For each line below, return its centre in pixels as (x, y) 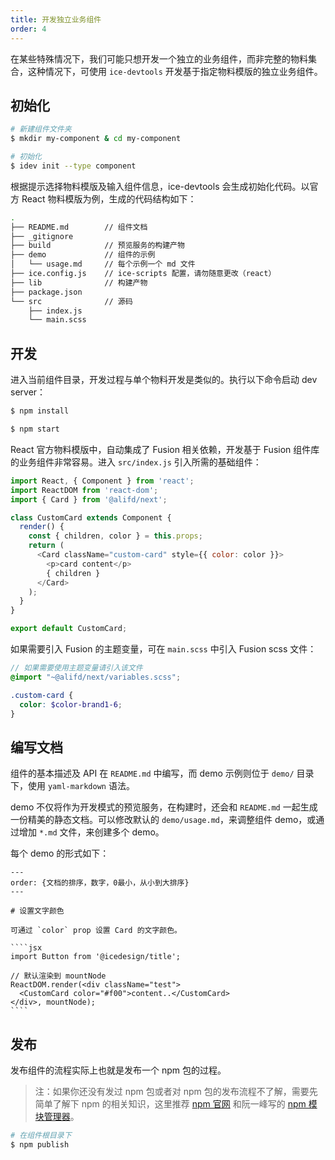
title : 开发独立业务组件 (56, 19)
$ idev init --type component (73, 166)
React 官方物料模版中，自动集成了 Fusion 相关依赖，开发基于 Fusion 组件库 (165, 449)
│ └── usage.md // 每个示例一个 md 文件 (103, 264)
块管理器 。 (57, 1116)
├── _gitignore (42, 236)
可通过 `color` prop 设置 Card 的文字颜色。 (96, 931)
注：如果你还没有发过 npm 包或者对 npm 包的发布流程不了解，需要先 (176, 1091)
